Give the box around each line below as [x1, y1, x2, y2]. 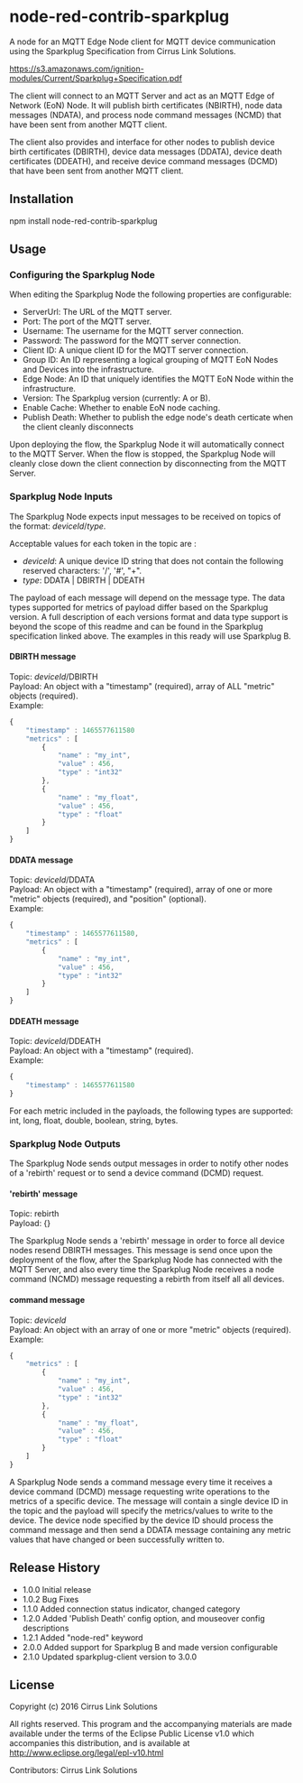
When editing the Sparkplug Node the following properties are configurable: [9, 289, 292, 300]
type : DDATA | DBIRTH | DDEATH [22, 575, 145, 586]
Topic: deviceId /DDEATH [9, 1036, 101, 1047]
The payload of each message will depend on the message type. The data [9, 592, 286, 603]
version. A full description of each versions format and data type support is [9, 611, 289, 622]
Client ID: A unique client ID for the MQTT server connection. [22, 345, 249, 356]
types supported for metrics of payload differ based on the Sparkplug [9, 602, 269, 613]
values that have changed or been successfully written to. [9, 1534, 225, 1545]
